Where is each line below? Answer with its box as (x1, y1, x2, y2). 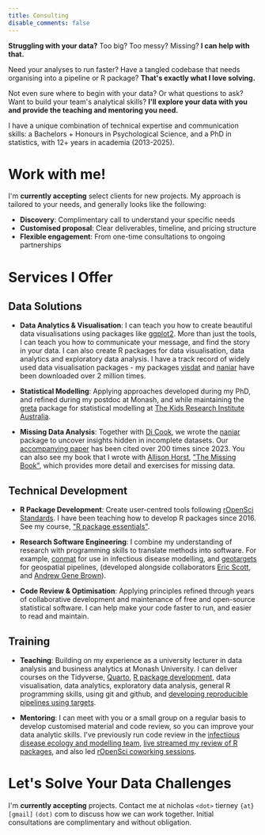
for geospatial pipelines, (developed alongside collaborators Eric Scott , (19, 562, 252, 572)
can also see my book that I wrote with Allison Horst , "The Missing (19, 453, 237, 462)
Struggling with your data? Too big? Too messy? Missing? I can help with (8, 40, 250, 50)
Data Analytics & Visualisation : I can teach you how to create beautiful (19, 320, 253, 330)
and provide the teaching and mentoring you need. (8, 105, 179, 115)
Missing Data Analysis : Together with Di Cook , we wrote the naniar (19, 427, 240, 437)
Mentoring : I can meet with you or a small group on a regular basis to (19, 713, 247, 722)
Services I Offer (8, 268, 113, 286)
